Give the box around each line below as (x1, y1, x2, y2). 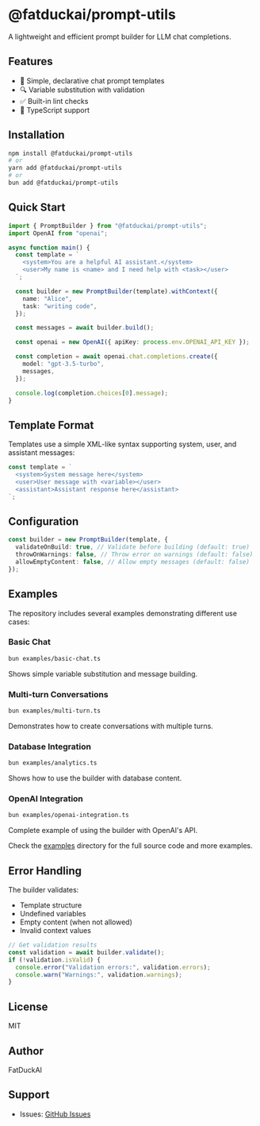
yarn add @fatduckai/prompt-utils (8, 164, 123, 172)
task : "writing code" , (22, 302, 97, 310)
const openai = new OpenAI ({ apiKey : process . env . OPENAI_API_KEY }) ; (15, 338, 250, 346)
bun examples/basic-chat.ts (8, 654, 101, 662)
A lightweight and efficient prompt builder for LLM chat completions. (8, 32, 231, 41)
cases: (8, 617, 30, 627)
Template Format (8, 418, 94, 432)
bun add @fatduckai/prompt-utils (8, 179, 119, 187)
